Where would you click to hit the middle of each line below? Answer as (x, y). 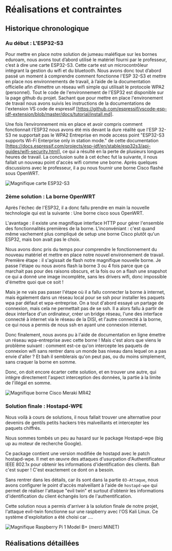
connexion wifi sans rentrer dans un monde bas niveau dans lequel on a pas (86, 351)
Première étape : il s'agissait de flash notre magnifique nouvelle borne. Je (83, 260)
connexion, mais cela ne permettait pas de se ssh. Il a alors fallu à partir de (84, 309)
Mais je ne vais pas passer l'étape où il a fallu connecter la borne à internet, (85, 292)
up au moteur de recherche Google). (44, 444)
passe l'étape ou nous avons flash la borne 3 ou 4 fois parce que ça (77, 266)
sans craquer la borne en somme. (41, 362)
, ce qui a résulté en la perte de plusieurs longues (112, 151)
